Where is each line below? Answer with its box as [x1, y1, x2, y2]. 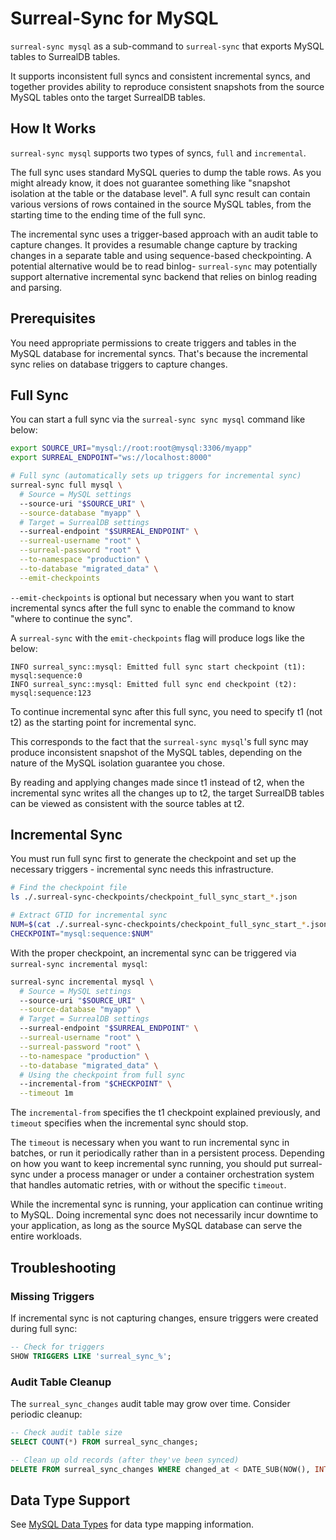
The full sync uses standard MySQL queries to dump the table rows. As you [10, 166, 322, 178]
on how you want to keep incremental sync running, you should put [10, 1158, 288, 1170]
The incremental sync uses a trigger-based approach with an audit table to [10, 228, 319, 240]
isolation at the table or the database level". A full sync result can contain [10, 187, 311, 199]
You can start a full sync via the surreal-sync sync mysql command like [10, 413, 306, 426]
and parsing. [10, 281, 63, 293]
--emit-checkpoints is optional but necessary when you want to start [10, 591, 295, 603]
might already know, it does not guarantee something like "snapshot [10, 177, 291, 189]
